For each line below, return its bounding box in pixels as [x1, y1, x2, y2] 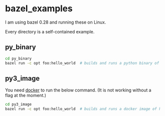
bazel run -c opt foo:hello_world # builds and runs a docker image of [5, 107, 157, 112]
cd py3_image [5, 102, 32, 107]
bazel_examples [5, 3, 73, 14]
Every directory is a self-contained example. [5, 29, 95, 34]
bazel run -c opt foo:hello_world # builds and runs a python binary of [5, 60, 160, 65]
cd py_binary [5, 56, 32, 61]
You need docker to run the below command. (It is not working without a [5, 87, 151, 93]
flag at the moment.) [5, 92, 47, 98]
